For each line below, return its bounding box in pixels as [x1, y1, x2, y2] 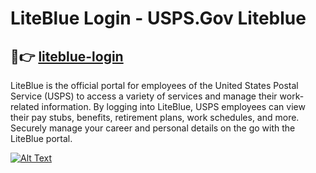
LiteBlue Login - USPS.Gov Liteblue [10, 7, 307, 30]
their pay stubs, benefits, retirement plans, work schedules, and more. [10, 112, 300, 123]
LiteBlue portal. [10, 133, 73, 144]
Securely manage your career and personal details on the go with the [10, 122, 296, 134]
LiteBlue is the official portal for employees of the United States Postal [10, 80, 299, 91]
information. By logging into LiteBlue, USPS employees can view [41, 101, 306, 112]
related [10, 101, 40, 112]
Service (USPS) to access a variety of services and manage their [10, 90, 278, 102]
